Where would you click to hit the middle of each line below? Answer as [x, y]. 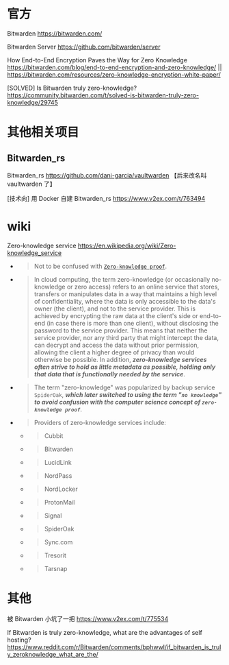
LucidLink [58, 462]
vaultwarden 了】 [31, 184]
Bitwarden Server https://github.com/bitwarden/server [84, 47]
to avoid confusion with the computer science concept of [117, 402]
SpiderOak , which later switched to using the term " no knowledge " [128, 394]
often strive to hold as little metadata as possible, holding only [125, 367]
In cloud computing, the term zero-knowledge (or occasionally [122, 279]
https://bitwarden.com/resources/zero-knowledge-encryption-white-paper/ [114, 74]
